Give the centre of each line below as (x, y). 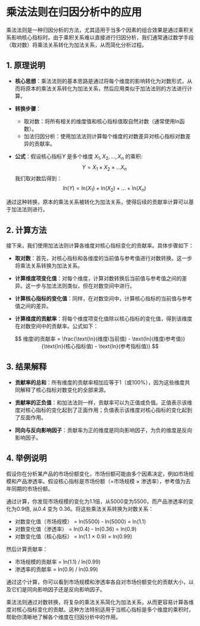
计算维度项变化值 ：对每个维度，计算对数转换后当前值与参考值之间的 (98, 278)
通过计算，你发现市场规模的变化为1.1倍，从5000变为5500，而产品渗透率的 (97, 501)
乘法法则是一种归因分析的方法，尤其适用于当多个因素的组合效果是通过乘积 (97, 30)
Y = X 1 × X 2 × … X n (104, 168)
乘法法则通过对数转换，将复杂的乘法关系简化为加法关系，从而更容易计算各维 (100, 602)
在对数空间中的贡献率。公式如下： (57, 326)
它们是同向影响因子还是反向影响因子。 (58, 589)
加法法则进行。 (29, 209)
